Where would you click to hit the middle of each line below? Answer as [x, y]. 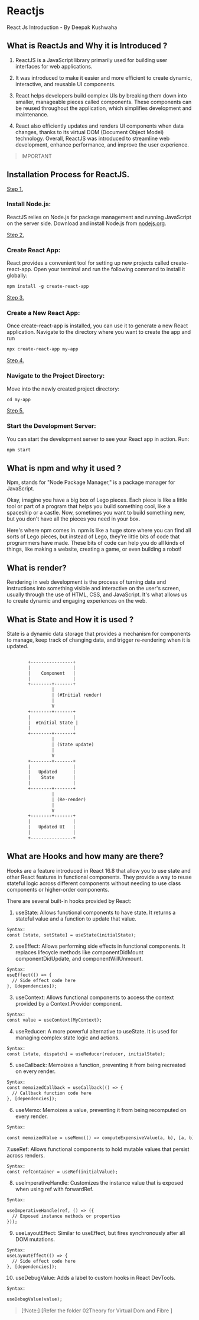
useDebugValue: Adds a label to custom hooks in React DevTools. [95, 1278]
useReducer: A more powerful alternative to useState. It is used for [96, 1031]
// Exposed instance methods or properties [66, 1216]
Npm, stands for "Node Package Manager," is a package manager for [91, 482]
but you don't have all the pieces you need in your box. [74, 519]
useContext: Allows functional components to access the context [94, 997]
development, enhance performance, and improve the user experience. [102, 144]
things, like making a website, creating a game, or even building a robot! [94, 549]
